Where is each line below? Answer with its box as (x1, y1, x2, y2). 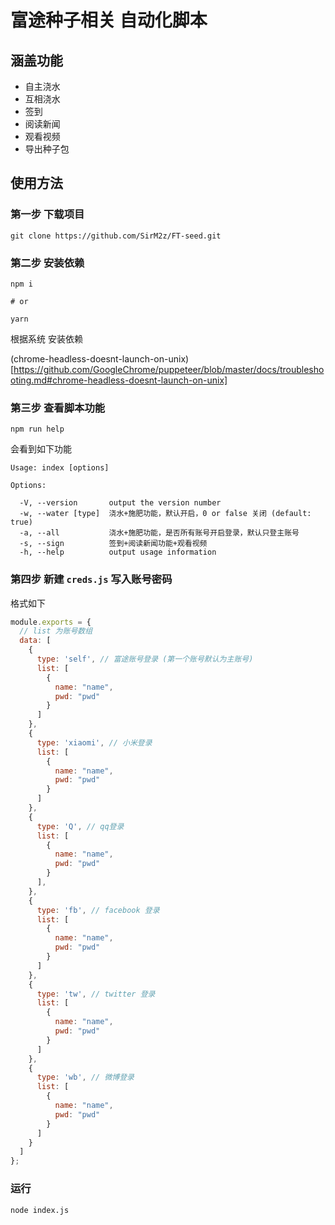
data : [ (19, 636, 52, 646)
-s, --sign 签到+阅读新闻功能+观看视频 (19, 539, 208, 549)
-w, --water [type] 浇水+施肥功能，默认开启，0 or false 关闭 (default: (19, 509, 312, 519)
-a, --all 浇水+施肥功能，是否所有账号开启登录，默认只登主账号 (19, 528, 300, 538)
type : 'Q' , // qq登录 (36, 821, 125, 831)
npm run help (10, 424, 65, 435)
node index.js (10, 1205, 70, 1215)
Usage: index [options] (10, 463, 110, 473)
